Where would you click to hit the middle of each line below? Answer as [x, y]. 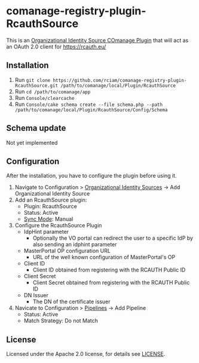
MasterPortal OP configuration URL [67, 251]
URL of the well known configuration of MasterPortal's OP [104, 257]
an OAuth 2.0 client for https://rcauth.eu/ [56, 47]
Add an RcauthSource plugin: [51, 200]
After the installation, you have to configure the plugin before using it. [92, 176]
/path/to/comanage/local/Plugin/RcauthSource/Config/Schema [91, 110]
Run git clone [33, 80]
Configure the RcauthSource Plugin [58, 225]
